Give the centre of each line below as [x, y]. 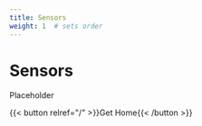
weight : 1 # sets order [56, 26]
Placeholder [32, 95]
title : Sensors [38, 18]
